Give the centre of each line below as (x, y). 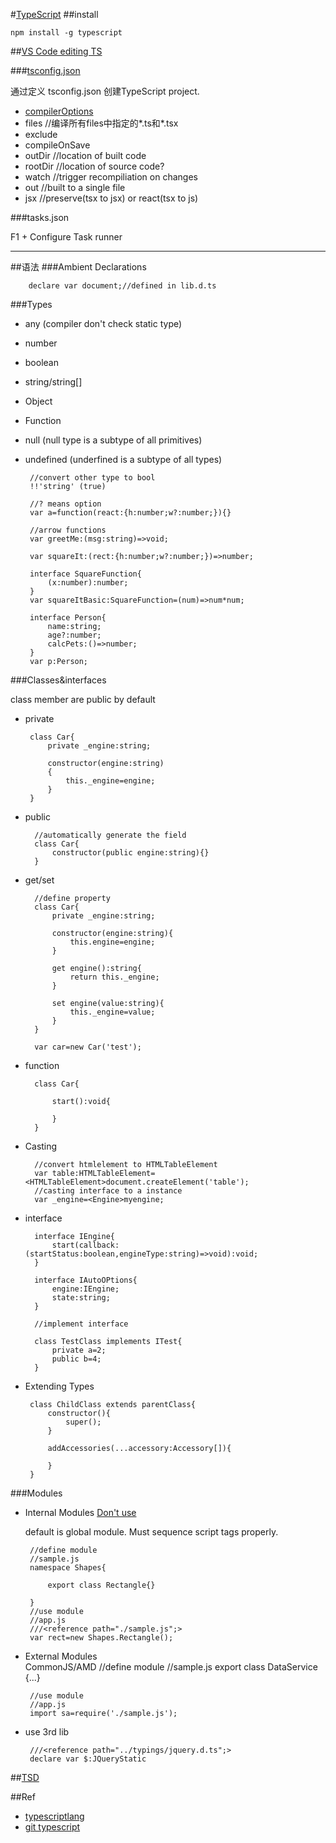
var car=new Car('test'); (88, 1047)
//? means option (65, 504)
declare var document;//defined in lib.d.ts (122, 286)
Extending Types (59, 1386)
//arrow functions (68, 530)
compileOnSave (57, 145)
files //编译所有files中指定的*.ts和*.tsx (101, 123)
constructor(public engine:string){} (130, 853)
